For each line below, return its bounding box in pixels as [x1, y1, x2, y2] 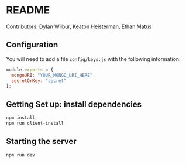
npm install [6, 115, 35, 121]
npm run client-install [6, 120, 64, 126]
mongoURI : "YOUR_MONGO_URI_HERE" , [11, 72, 95, 78]
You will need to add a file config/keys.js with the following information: [6, 55, 181, 62]
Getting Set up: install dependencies [6, 99, 142, 109]
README [6, 4, 50, 17]
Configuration [6, 40, 58, 50]
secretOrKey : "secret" [11, 77, 67, 84]
